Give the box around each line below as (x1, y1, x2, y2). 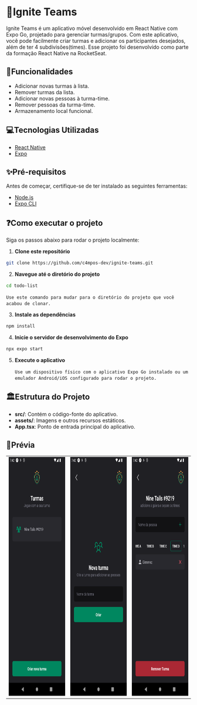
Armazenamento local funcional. (14, 107, 93, 114)
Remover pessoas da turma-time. (14, 101, 96, 108)
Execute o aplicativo (14, 356, 66, 363)
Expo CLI (14, 200, 37, 208)
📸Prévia (6, 440, 35, 450)
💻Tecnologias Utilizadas (6, 125, 99, 135)
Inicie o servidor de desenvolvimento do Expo (14, 333, 129, 340)
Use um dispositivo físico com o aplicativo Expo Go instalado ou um (14, 369, 189, 375)
